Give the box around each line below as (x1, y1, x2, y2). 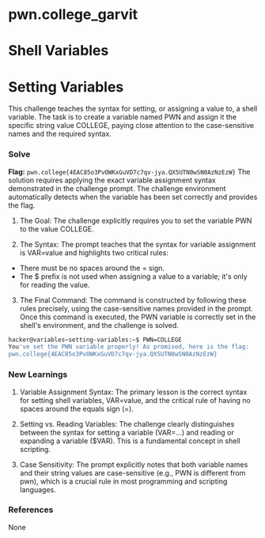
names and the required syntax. (8, 129, 112, 139)
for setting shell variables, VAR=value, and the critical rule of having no (19, 395, 251, 404)
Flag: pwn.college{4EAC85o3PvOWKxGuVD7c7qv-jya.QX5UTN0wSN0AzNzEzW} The (8, 167, 251, 176)
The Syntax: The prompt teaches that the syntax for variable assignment (19, 239, 256, 249)
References (8, 504, 54, 515)
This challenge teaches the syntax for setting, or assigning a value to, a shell (8, 104, 258, 114)
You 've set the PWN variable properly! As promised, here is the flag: (8, 343, 249, 351)
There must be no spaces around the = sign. (19, 263, 165, 273)
